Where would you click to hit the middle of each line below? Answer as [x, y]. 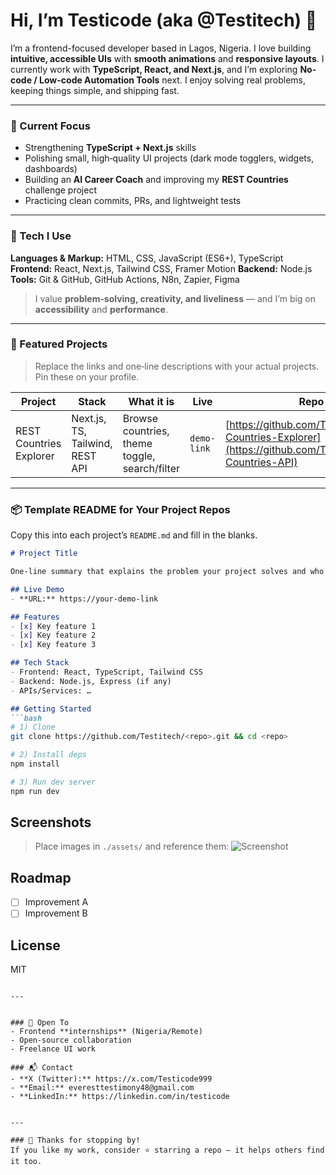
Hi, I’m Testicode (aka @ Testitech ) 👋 [164, 20]
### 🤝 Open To [40, 1023]
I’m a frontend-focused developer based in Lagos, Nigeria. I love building [161, 48]
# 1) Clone [33, 727]
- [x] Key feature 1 [53, 626]
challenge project [60, 190]
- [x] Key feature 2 [53, 635]
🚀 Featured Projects [59, 344]
